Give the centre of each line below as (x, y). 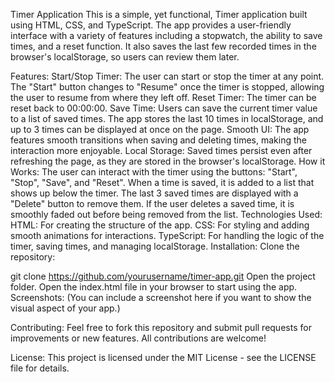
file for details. (40, 368)
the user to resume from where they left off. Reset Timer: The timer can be (163, 97)
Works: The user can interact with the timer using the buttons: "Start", (154, 172)
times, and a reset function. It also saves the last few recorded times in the (163, 46)
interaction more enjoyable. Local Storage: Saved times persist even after (161, 150)
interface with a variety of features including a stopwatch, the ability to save (166, 35)
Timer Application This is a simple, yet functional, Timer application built (159, 14)
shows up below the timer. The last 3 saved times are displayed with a (154, 193)
